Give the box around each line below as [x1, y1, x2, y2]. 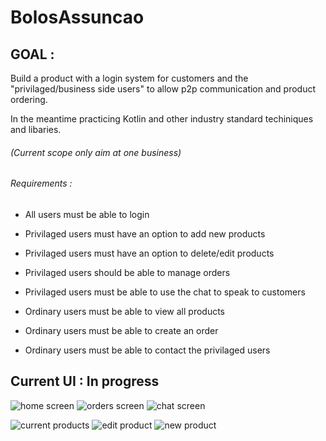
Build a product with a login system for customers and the [10, 72, 249, 84]
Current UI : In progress [10, 373, 160, 390]
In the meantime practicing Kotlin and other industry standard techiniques [10, 113, 314, 125]
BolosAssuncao [10, 6, 145, 29]
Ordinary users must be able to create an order [24, 324, 219, 336]
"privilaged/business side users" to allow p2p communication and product [10, 83, 317, 95]
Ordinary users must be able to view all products [24, 305, 226, 317]
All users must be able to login [24, 208, 150, 220]
